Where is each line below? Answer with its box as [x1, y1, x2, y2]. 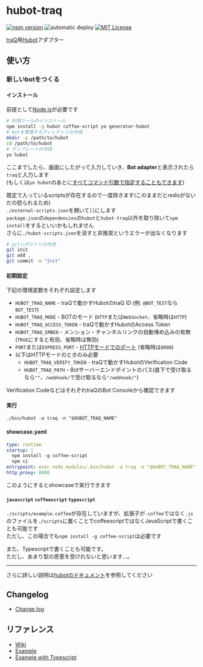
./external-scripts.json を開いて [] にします [6, 206, 117, 213]
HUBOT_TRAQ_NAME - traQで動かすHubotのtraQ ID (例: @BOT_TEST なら [14, 299, 178, 307]
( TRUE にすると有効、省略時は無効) [14, 336, 99, 343]
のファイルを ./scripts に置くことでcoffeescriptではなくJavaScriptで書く [6, 518, 188, 525]
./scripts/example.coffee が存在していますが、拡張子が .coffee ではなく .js [6, 510, 193, 517]
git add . [6, 252, 31, 259]
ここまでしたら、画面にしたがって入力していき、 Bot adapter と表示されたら [6, 163, 195, 171]
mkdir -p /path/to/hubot [6, 135, 69, 141]
